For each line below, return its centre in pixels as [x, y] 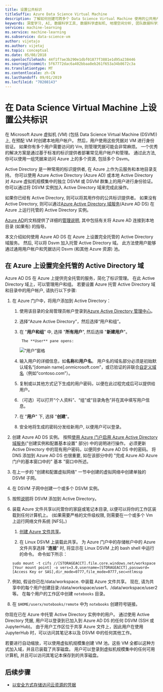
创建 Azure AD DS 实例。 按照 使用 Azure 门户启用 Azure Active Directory [85, 437]
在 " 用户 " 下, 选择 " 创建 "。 [45, 417]
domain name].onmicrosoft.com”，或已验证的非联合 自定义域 [96, 367]
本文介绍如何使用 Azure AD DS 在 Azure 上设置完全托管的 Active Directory [79, 236]
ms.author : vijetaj [25, 46]
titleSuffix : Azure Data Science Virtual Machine [56, 14]
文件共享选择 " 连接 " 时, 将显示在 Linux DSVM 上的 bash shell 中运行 [87, 548]
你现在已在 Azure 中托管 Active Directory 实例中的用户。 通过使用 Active [77, 615]
